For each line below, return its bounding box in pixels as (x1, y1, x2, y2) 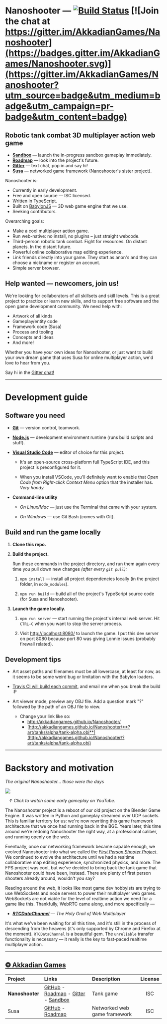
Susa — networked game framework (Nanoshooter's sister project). (12, 168, 152, 174)
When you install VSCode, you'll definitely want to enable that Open (19, 474, 159, 480)
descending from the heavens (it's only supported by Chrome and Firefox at (5, 926, 161, 932)
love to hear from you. (5, 359, 51, 365)
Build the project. (12, 551, 49, 557)
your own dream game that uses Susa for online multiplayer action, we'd (5, 354, 153, 360)
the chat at (5, 15, 51, 27)
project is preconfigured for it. (19, 464, 82, 470)
